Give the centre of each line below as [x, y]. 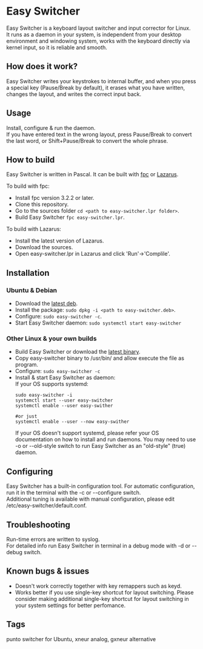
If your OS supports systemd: [52, 384]
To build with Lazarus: [34, 229]
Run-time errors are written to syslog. [53, 539]
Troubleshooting [38, 525]
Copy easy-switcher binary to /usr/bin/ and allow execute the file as [100, 358]
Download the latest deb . [46, 304]
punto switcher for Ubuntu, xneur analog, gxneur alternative [81, 639]
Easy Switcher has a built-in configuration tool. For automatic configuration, [101, 486]
